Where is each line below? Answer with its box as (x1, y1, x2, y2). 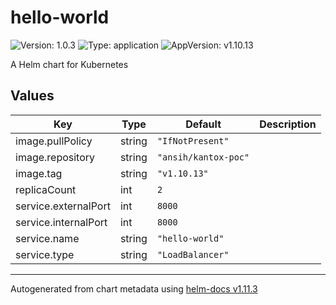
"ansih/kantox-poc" (156, 151, 250, 163)
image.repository (15, 150, 96, 164)
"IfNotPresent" (156, 135, 230, 146)
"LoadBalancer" (156, 249, 230, 260)
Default (185, 117, 222, 131)
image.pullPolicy (15, 134, 93, 148)
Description (259, 117, 317, 131)
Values (10, 87, 55, 105)
